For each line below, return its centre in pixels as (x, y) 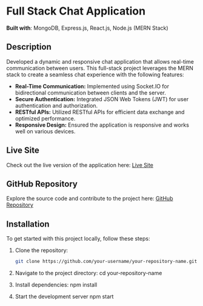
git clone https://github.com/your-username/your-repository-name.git (106, 262)
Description (29, 47)
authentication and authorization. (56, 105)
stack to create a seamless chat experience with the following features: (95, 75)
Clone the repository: (42, 250)
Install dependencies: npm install (56, 285)
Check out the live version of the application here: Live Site (80, 165)
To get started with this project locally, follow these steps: (78, 239)
